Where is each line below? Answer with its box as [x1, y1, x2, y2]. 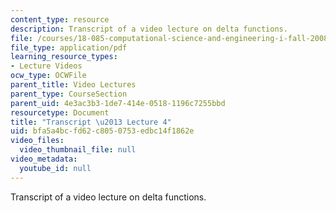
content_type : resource [10, 14, 110, 25]
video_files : [10, 136, 65, 146]
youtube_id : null [19, 163, 92, 173]
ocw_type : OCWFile [10, 71, 87, 81]
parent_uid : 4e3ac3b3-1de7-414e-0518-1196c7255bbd [10, 98, 226, 108]
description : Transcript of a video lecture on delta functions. [10, 24, 288, 34]
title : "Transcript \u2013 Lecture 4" [10, 117, 172, 127]
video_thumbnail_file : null [19, 145, 137, 155]
